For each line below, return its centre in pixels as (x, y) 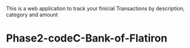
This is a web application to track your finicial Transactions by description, (96, 8)
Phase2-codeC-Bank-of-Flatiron (87, 38)
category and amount (32, 15)
